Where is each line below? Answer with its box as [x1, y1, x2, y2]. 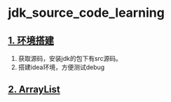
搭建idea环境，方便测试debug [18, 63, 105, 71]
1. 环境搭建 [8, 34, 55, 46]
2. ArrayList [8, 84, 60, 96]
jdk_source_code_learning [8, 5, 165, 21]
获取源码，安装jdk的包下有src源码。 [18, 54, 122, 62]
